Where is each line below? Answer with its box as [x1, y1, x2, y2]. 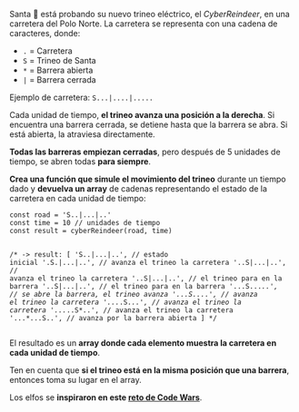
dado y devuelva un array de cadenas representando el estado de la [9, 183, 268, 194]
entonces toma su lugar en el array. [9, 375, 143, 385]
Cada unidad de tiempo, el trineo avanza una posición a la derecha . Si [9, 110, 275, 120]
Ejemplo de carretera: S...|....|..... [9, 92, 154, 103]
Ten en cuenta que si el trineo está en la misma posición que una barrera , [9, 365, 289, 376]
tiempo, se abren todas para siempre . [9, 156, 152, 167]
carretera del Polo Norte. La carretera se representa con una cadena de [9, 18, 278, 29]
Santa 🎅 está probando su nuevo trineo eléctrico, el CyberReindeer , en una [9, 9, 291, 19]
